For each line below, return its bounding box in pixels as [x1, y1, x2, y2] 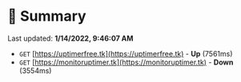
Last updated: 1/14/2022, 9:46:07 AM [7, 33, 134, 43]
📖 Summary [7, 7, 86, 25]
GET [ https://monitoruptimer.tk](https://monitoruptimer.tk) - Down [18, 57, 234, 67]
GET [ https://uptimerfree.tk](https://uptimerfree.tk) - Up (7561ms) [18, 49, 233, 58]
